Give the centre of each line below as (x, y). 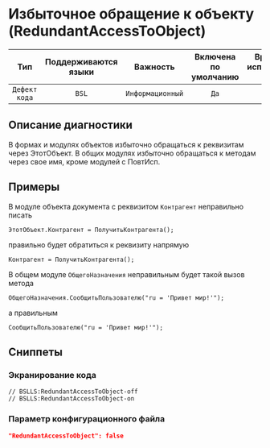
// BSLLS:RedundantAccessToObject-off (73, 392)
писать (20, 215)
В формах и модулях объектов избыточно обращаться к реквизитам (126, 144)
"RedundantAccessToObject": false (66, 436)
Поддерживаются (82, 61)
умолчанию (215, 77)
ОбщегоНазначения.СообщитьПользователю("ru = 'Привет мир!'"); (117, 298)
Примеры (34, 187)
